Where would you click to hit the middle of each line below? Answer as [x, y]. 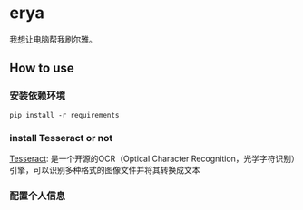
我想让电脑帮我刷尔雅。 [53, 39]
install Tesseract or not [61, 138]
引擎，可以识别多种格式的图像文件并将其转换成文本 [105, 169]
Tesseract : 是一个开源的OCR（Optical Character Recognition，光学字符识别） [152, 158]
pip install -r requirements [64, 115]
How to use [42, 68]
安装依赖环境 [38, 96]
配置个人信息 [38, 196]
